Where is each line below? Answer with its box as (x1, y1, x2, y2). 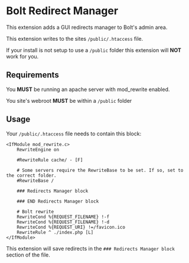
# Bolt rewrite (17, 209, 54, 215)
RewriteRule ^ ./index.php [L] (17, 229, 94, 235)
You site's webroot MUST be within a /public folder (6, 97, 132, 104)
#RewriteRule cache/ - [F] (17, 157, 83, 163)
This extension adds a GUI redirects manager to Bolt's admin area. (6, 24, 168, 31)
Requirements (6, 70, 59, 80)
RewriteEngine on (17, 147, 60, 152)
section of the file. (6, 251, 50, 258)
